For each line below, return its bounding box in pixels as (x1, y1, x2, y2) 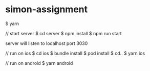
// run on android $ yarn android (5, 60, 73, 66)
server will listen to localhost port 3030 (5, 40, 88, 46)
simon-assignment (5, 4, 88, 15)
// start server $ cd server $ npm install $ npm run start (5, 30, 122, 36)
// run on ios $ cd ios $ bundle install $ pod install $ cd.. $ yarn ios (5, 50, 145, 56)
